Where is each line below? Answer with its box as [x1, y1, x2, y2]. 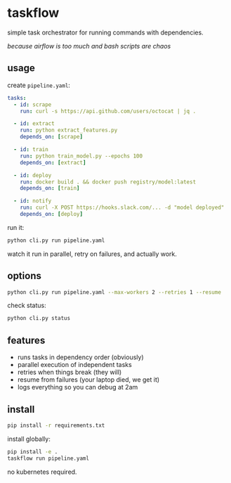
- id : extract [13, 120, 55, 127]
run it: [7, 223, 25, 231]
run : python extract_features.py [20, 127, 118, 134]
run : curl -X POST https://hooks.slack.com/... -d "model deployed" [20, 204, 225, 212]
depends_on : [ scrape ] [20, 134, 83, 141]
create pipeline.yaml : [7, 81, 70, 89]
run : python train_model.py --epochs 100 [20, 153, 143, 160]
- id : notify [13, 198, 52, 205]
